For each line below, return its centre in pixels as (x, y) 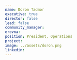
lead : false (17, 23)
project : (14, 41)
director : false (21, 18)
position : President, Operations (39, 37)
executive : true (21, 14)
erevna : (13, 32)
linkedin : (15, 50)
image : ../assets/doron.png (33, 45)
